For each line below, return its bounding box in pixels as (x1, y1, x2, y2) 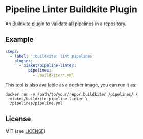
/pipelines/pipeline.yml (10, 101, 63, 106)
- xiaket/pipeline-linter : (18, 63, 77, 68)
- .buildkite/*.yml (32, 73, 74, 78)
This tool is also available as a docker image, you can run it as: (5, 82, 137, 88)
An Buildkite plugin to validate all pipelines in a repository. (5, 20, 127, 27)
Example (5, 35, 34, 44)
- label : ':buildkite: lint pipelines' (10, 54, 95, 59)
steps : (5, 49, 19, 54)
